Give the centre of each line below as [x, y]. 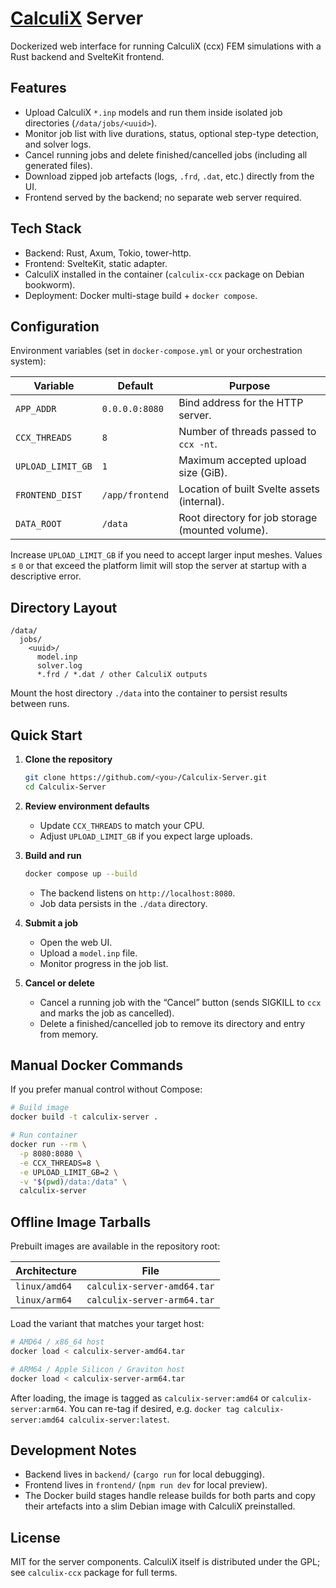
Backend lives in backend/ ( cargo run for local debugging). [144, 1474]
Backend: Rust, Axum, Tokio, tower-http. [108, 253]
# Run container [44, 1135]
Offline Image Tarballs [81, 1222]
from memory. [69, 1034]
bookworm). [50, 284]
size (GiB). [203, 473]
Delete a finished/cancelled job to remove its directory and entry [172, 1023]
